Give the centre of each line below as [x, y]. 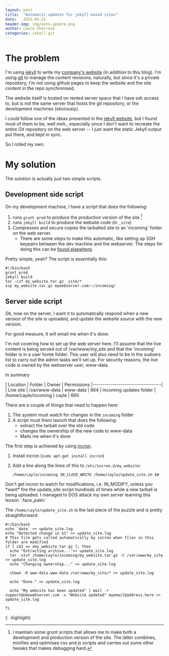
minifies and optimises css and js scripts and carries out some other [83, 643]
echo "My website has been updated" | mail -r [59, 591]
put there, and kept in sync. [33, 135]
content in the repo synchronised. [40, 88]
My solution [31, 165]
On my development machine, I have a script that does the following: [76, 207]
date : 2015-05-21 [26, 19]
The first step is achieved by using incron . [49, 446]
